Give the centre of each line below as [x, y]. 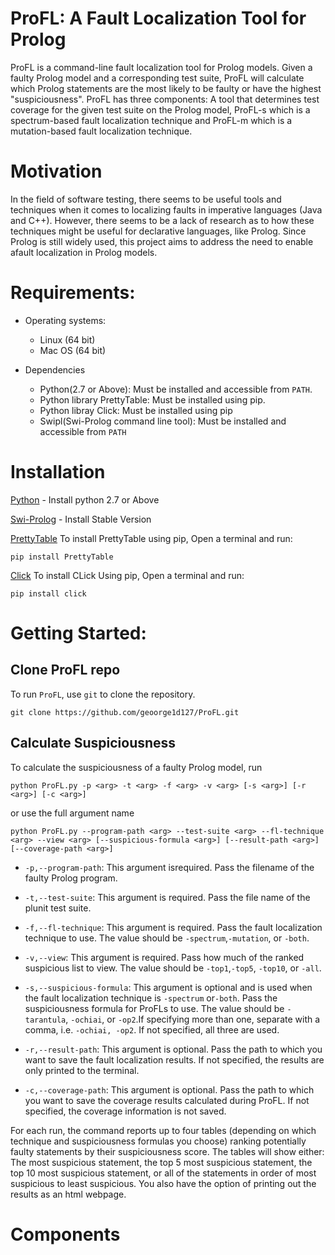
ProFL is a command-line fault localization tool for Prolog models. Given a [161, 67]
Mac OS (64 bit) [73, 350]
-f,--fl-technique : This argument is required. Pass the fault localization [173, 927]
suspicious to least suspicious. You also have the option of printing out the [163, 1183]
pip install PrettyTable [62, 557]
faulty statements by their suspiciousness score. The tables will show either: [167, 1151]
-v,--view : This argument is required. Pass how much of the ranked [164, 957]
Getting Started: [78, 633]
